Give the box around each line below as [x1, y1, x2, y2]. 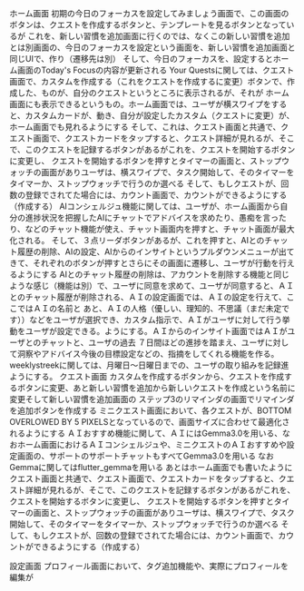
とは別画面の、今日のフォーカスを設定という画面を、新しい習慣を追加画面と [9, 42, 296, 53]
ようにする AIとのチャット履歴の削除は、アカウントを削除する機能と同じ [16, 269, 290, 280]
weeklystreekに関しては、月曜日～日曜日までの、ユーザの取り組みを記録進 [9, 360, 289, 370]
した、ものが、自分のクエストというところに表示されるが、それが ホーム [16, 87, 289, 98]
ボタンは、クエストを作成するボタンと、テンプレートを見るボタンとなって [9, 19, 287, 30]
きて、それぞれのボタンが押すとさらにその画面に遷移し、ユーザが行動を [9, 258, 279, 268]
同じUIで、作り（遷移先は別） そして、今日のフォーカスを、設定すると [9, 54, 274, 64]
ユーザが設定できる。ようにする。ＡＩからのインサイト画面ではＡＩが [25, 326, 288, 336]
